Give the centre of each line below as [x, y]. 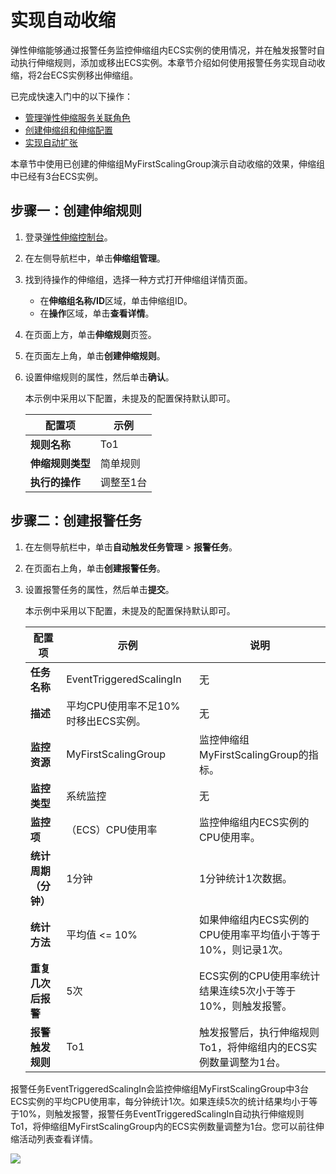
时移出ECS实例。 [106, 721]
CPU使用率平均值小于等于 [259, 934]
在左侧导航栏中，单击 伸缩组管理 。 [95, 258]
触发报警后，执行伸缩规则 [259, 1032]
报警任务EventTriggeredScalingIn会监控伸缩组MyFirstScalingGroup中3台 [159, 1088]
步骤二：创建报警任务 [76, 521]
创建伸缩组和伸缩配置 [68, 130]
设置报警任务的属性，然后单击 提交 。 [99, 589]
